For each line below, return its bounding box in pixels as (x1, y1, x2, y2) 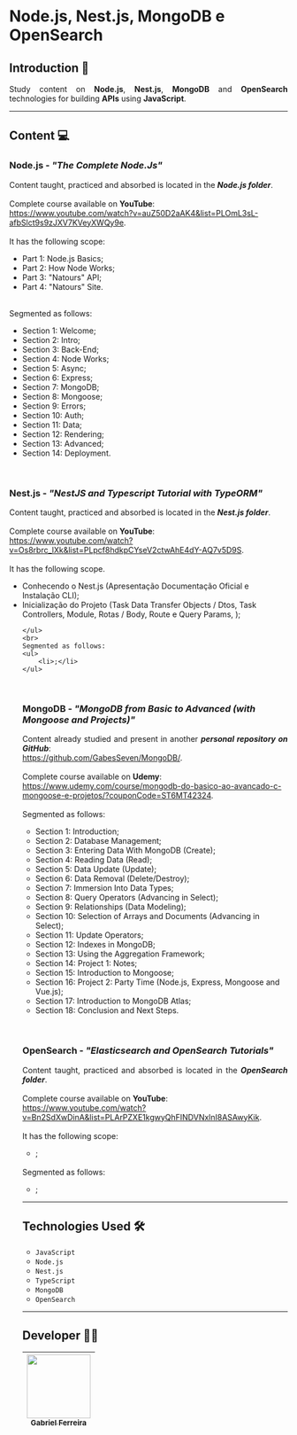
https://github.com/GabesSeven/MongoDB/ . (21, 753, 183, 763)
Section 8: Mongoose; (21, 391, 103, 402)
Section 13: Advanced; (21, 438, 104, 448)
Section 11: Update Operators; (34, 930, 144, 940)
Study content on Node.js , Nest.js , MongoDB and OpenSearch (9, 84, 288, 94)
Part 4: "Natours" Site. (21, 281, 103, 292)
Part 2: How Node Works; (21, 262, 115, 273)
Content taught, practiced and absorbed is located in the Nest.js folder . (9, 507, 271, 518)
